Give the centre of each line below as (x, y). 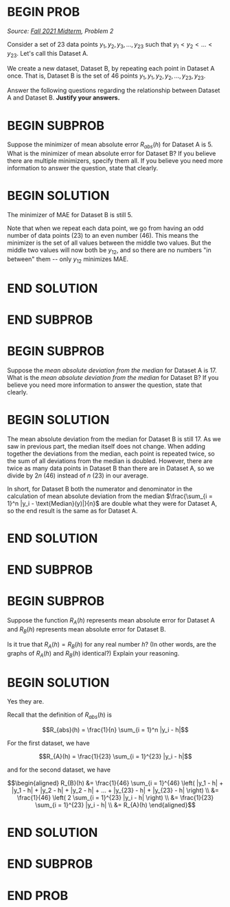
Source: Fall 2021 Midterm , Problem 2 (60, 31)
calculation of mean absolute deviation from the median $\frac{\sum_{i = (110, 496)
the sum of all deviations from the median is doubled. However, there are (110, 460)
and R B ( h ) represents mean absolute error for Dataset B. (87, 630)
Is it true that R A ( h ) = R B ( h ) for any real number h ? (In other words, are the (112, 645)
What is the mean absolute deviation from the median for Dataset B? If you (113, 377)
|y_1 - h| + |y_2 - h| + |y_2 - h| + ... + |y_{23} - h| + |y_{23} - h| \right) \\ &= (115, 790)
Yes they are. (26, 702)
